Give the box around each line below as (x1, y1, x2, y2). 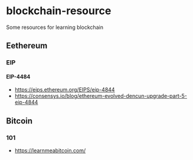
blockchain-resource (6, 4, 112, 18)
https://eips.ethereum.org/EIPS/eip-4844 (14, 86, 115, 93)
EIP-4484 (6, 73, 31, 80)
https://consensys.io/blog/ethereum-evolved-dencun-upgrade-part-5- (14, 93, 188, 100)
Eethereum (6, 41, 48, 51)
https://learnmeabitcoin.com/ (14, 147, 86, 154)
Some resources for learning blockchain (6, 24, 103, 31)
